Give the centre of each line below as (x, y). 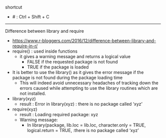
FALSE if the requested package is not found (72, 62)
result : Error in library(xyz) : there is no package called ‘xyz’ (81, 104)
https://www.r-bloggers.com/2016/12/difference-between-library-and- (84, 41)
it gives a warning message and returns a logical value (75, 56)
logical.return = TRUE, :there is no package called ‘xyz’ (83, 130)
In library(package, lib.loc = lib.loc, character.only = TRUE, (86, 125)
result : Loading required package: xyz (59, 114)
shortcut (14, 7)
